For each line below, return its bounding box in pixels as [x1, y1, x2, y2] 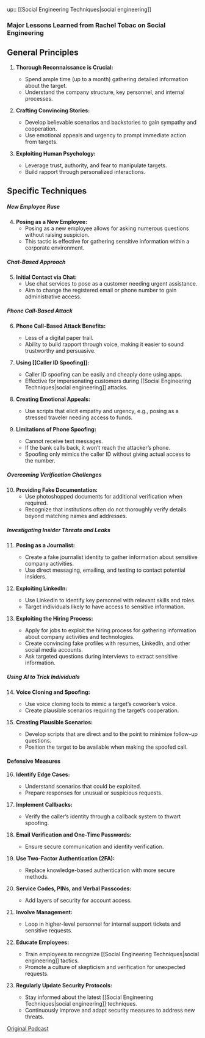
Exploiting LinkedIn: [15, 585, 68, 592]
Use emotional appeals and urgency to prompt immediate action [24, 131, 187, 139]
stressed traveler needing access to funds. [24, 414, 133, 421]
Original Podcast [7, 1025, 49, 1033]
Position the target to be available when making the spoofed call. [24, 743, 188, 751]
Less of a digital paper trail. [24, 334, 94, 342]
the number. [24, 457, 56, 464]
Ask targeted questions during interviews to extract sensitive [24, 652, 178, 660]
